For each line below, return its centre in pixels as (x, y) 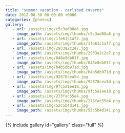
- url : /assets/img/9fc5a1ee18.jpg (50, 86)
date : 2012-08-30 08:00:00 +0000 (41, 15)
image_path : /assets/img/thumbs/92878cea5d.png (68, 82)
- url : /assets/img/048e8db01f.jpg (50, 58)
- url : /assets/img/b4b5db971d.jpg (50, 67)
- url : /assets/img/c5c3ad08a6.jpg (50, 29)
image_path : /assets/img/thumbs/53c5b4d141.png (68, 110)
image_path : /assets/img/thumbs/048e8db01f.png (68, 63)
